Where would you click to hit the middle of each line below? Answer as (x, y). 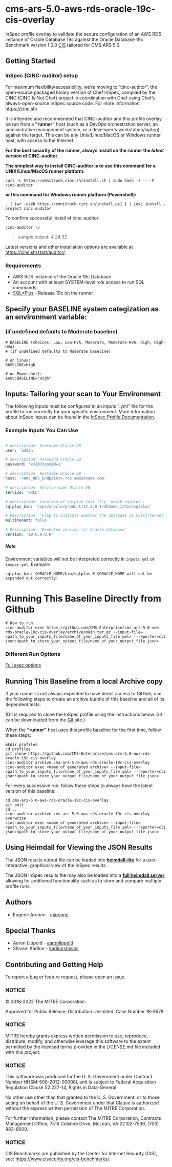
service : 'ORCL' (23, 492)
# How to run (19, 623)
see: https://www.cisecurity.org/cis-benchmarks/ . (58, 1159)
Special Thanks (30, 931)
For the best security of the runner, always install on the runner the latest (85, 150)
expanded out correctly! (32, 578)
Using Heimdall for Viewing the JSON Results (79, 847)
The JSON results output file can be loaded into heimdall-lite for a (75, 860)
